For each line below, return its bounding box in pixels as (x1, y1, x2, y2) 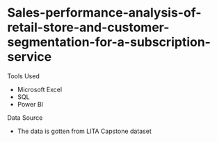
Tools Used (7, 71, 40, 80)
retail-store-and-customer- (7, 19, 170, 35)
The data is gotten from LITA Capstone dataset (17, 127, 152, 135)
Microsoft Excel (17, 85, 63, 94)
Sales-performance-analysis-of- (7, 5, 202, 21)
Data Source (7, 113, 43, 122)
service (7, 49, 52, 65)
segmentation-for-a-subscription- (7, 35, 211, 50)
